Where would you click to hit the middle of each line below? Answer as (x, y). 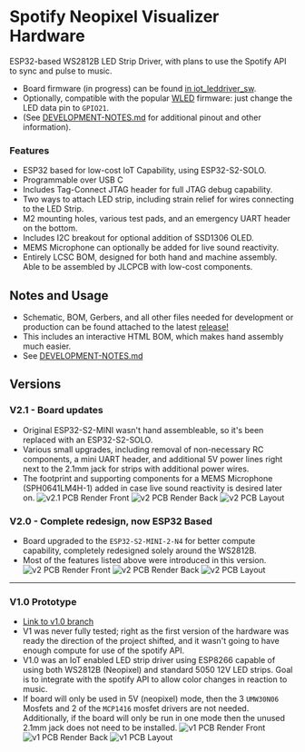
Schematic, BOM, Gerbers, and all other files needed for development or (158, 317)
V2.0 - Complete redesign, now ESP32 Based (111, 521)
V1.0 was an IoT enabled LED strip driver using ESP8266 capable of (149, 660)
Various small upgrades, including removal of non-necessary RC (143, 449)
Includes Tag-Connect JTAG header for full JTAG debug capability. (148, 190)
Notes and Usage (59, 296)
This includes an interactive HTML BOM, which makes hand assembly (153, 337)
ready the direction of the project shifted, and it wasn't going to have (151, 641)
